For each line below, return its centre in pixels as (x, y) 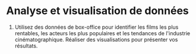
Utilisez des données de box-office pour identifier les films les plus (97, 27)
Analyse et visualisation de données (97, 11)
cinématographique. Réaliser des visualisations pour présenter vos (96, 39)
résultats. (26, 46)
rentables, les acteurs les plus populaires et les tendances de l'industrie (102, 33)
